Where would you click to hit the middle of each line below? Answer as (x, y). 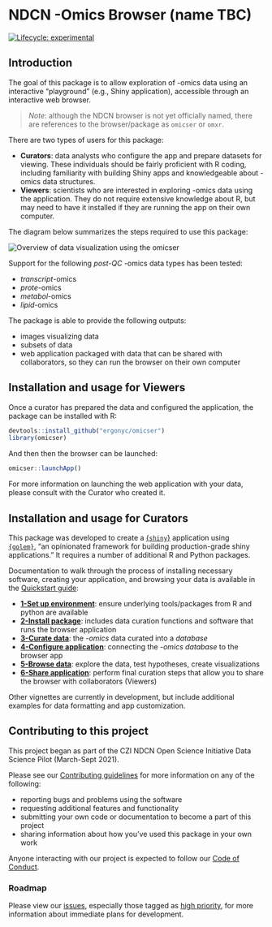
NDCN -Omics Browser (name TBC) (130, 15)
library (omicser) (38, 438)
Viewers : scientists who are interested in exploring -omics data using (136, 190)
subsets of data (46, 345)
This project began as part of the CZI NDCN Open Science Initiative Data (130, 750)
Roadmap (28, 888)
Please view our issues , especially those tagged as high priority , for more (131, 906)
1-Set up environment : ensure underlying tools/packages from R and (136, 604)
